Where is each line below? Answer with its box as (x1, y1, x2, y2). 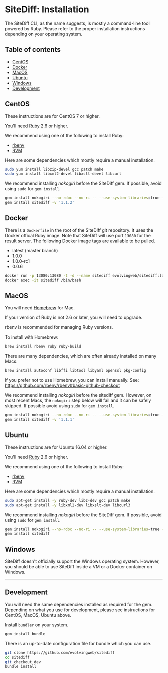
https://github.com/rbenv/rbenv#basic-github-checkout (5, 382, 120, 389)
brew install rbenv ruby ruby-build (5, 344, 81, 349)
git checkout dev (5, 659, 41, 664)
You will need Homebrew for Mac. (5, 305, 75, 311)
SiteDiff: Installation (5, 4, 89, 15)
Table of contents (5, 45, 61, 54)
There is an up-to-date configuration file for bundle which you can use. (5, 640, 151, 646)
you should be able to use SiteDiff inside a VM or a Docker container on (5, 564, 152, 570)
